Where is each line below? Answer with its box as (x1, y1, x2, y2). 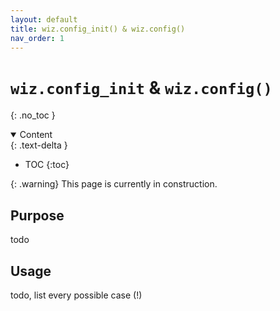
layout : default (10, 14, 78, 25)
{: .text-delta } (10, 139, 68, 151)
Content (19, 129, 53, 141)
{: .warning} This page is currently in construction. (10, 178, 218, 190)
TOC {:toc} (24, 159, 70, 171)
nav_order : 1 (10, 33, 65, 43)
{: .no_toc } (10, 109, 56, 121)
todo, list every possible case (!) (10, 289, 143, 301)
